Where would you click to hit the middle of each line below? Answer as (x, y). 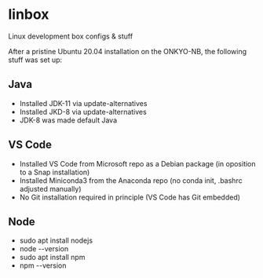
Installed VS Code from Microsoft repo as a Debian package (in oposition (138, 163)
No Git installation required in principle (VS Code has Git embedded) (130, 197)
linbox (29, 15)
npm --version (43, 265)
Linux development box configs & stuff (71, 36)
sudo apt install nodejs (56, 240)
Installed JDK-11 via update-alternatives (83, 103)
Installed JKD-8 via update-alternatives (83, 112)
